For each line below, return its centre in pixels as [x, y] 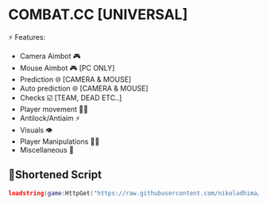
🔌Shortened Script [55, 175]
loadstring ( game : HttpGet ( [51, 193]
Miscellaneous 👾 [46, 149]
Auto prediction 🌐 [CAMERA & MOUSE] [84, 88]
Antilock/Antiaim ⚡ [50, 118]
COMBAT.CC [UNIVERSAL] [98, 15]
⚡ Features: [27, 37]
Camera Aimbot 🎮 [50, 56]
